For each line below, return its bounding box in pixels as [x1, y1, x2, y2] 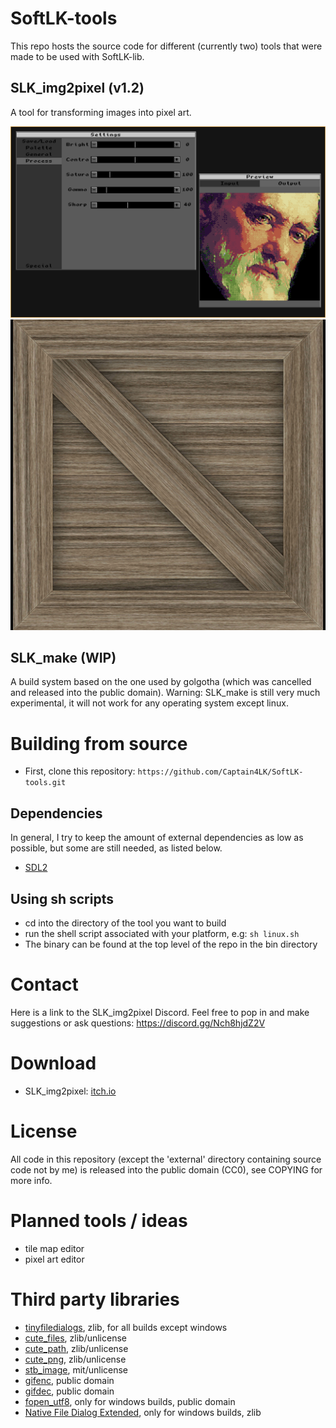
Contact [10, 973, 79, 996]
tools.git [24, 778, 67, 788]
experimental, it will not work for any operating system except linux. [10, 697, 289, 709]
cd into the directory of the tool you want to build [24, 917, 227, 929]
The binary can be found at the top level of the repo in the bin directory [24, 938, 318, 950]
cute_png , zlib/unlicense [24, 1353, 127, 1365]
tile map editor [24, 1242, 85, 1254]
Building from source [10, 732, 188, 755]
